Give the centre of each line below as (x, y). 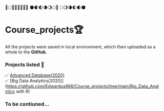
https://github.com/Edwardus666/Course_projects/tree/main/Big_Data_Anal (83, 86)
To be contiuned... (27, 104)
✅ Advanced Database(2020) (35, 75)
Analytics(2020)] (47, 81)
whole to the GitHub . (26, 52)
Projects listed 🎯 (25, 65)
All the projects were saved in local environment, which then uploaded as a (81, 46)
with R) (23, 91)
